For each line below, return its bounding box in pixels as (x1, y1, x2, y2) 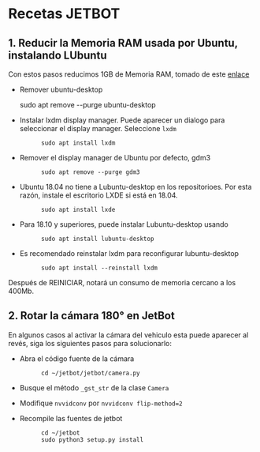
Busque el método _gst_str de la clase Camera (19, 382, 169, 392)
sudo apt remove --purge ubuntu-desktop (19, 100, 156, 109)
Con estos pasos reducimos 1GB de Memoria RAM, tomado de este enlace (8, 70, 250, 79)
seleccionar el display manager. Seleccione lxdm (19, 124, 177, 133)
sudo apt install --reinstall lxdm (40, 264, 158, 272)
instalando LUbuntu (8, 48, 107, 62)
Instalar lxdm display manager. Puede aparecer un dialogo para (19, 115, 225, 125)
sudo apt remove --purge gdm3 (40, 168, 140, 176)
